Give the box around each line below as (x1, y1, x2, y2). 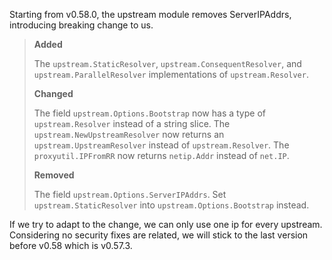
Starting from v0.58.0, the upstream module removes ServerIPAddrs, (9, 9, 292, 20)
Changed (33, 88, 74, 99)
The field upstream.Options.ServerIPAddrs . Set (33, 189, 227, 200)
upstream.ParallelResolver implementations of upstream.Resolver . (33, 69, 309, 80)
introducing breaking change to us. (9, 19, 154, 31)
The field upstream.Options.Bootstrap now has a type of (33, 107, 266, 119)
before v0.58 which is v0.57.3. (9, 240, 133, 251)
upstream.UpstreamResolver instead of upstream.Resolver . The (33, 139, 290, 151)
